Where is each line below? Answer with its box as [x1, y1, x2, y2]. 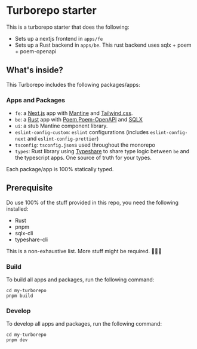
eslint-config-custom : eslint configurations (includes [14, 129, 149, 136]
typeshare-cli [14, 236, 48, 243]
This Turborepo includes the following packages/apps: [6, 81, 140, 88]
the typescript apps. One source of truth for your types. [14, 154, 152, 162]
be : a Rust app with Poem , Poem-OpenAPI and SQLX [14, 116, 143, 123]
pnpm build [6, 293, 33, 299]
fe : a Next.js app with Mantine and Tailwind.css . [14, 110, 133, 117]
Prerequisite [6, 183, 53, 193]
